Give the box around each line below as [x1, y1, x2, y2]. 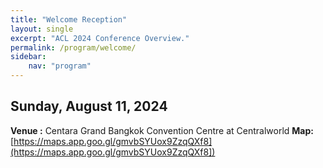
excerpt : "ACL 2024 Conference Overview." [10, 33, 190, 43]
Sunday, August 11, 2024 [10, 98, 168, 115]
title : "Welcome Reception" [10, 14, 128, 25]
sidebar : [10, 52, 47, 62]
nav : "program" [28, 61, 92, 71]
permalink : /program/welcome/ [10, 42, 137, 53]
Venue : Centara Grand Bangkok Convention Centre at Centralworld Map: [10, 124, 314, 136]
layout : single [10, 24, 74, 34]
